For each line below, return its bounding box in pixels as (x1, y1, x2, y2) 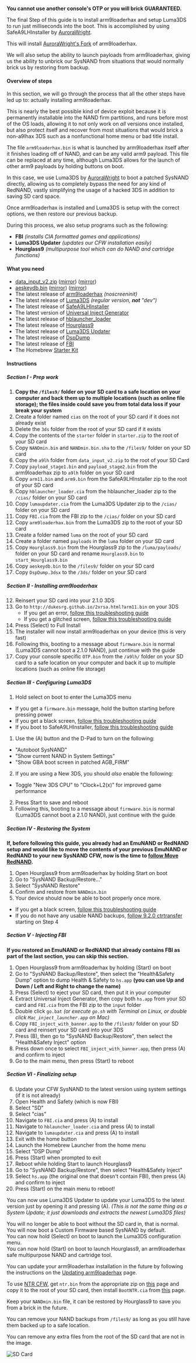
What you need (6, 265, 44, 272)
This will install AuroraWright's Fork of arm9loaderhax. (6, 40, 138, 47)
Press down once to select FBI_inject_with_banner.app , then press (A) (15, 1045, 185, 1052)
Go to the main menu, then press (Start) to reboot (15, 1057, 134, 1064)
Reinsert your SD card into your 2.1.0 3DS (15, 597, 115, 604)
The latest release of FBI (15, 340, 74, 347)
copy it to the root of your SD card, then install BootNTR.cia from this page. (6, 1286, 186, 1293)
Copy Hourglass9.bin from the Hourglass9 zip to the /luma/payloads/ (15, 544, 181, 551)
